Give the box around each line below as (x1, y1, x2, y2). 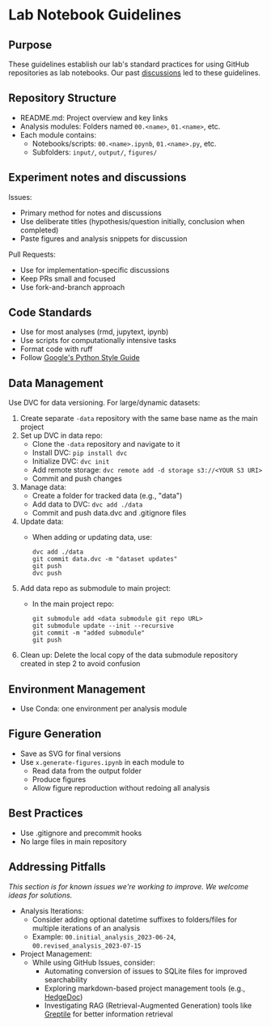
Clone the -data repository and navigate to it (32, 439, 180, 449)
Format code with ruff (19, 344, 93, 354)
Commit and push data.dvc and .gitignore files (32, 508, 187, 518)
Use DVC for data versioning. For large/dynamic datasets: (8, 398, 201, 408)
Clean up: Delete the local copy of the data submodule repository (19, 650, 239, 660)
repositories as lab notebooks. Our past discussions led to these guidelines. (8, 68, 261, 78)
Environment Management (8, 682, 146, 696)
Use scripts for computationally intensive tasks (19, 336, 176, 346)
